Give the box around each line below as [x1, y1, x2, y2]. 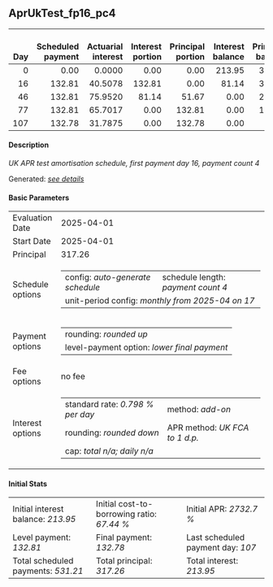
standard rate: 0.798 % [64, 398, 154, 410]
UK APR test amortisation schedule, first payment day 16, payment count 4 [8, 159, 260, 168]
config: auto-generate [64, 272, 151, 283]
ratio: [136, 508, 157, 520]
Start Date [12, 236, 51, 247]
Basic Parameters [8, 193, 70, 202]
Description [8, 140, 50, 150]
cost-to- [118, 498, 154, 510]
